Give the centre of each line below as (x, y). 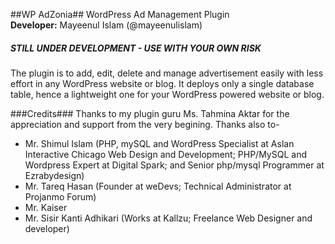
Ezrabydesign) (54, 175)
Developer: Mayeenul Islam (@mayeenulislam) (106, 25)
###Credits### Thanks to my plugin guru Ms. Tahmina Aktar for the (150, 113)
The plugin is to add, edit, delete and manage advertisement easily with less (167, 73)
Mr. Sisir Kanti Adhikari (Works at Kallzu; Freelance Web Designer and (168, 218)
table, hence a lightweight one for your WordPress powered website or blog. (167, 94)
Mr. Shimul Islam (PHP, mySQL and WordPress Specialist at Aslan (159, 143)
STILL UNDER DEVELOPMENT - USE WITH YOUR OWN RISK (136, 48)
